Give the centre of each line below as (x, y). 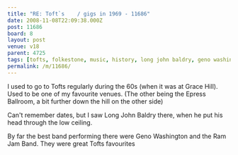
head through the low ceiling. (50, 122)
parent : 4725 (27, 54)
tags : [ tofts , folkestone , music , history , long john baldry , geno (109, 60)
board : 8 (20, 33)
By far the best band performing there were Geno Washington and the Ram (117, 136)
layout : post (27, 40)
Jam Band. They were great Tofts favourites (72, 143)
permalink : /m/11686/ (39, 66)
